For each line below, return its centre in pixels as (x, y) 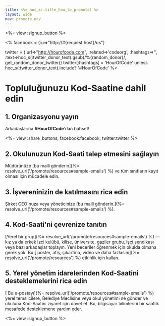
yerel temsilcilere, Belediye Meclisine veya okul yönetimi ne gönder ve (77, 298)
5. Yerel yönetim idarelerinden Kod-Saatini (72, 273)
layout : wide (19, 14)
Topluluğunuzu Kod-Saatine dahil (76, 88)
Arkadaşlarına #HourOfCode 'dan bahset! (47, 129)
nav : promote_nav (23, 19)
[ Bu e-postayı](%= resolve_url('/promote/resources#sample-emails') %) (80, 293)
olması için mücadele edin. (32, 176)
